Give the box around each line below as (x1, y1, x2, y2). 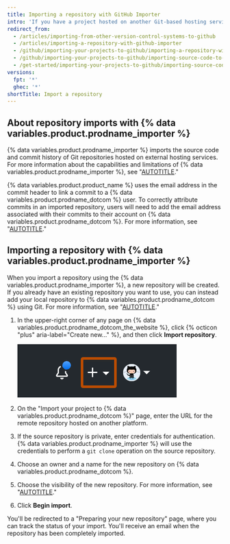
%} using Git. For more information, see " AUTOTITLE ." (7, 303, 159, 311)
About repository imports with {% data (7, 117, 176, 128)
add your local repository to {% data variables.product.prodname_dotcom (7, 295, 215, 303)
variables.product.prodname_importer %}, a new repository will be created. (7, 281, 220, 289)
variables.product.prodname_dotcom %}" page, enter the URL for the (16, 412, 213, 420)
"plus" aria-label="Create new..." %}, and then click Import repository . (16, 330, 217, 339)
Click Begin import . (16, 501, 73, 509)
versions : (7, 69, 36, 75)
